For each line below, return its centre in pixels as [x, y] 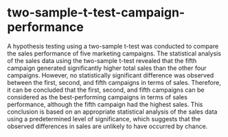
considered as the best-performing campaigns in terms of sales [97, 97]
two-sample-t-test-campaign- [96, 13]
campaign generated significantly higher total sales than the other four [107, 68]
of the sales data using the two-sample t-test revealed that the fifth [102, 60]
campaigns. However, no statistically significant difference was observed [111, 75]
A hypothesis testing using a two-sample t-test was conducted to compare [113, 46]
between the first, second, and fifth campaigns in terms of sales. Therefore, [114, 82]
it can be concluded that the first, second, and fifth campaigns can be [106, 90]
